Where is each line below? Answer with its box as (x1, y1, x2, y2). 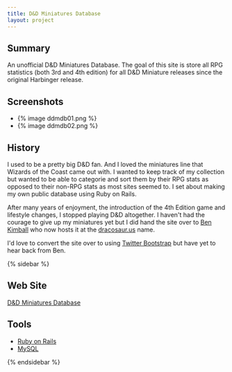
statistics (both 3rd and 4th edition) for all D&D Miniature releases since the (7, 68, 223, 76)
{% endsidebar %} (7, 357, 60, 366)
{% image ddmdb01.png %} (17, 114, 97, 122)
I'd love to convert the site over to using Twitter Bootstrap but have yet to (7, 238, 216, 247)
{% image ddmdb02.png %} (17, 122, 99, 130)
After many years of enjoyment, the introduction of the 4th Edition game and (7, 203, 226, 211)
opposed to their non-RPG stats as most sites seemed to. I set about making (7, 182, 226, 191)
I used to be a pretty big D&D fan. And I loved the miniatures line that (7, 160, 204, 168)
